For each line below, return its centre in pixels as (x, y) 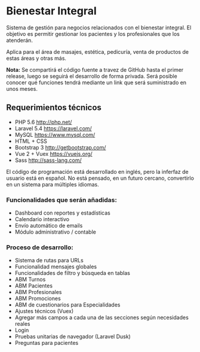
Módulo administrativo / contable (56, 232)
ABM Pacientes (33, 286)
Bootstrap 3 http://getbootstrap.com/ (60, 147)
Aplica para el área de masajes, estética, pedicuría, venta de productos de (98, 51)
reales (22, 324)
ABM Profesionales (38, 292)
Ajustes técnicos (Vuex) (44, 311)
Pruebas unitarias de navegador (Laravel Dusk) (73, 336)
